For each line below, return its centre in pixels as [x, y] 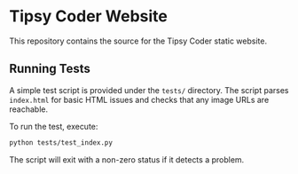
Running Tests [50, 69]
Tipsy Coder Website [89, 16]
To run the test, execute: [54, 126]
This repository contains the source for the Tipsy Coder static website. [138, 41]
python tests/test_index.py [61, 142]
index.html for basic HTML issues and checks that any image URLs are [139, 99]
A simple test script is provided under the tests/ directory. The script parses [149, 90]
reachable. [29, 109]
